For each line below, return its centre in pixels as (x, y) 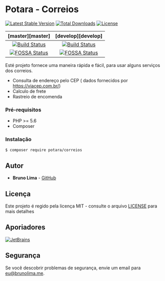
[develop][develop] (79, 36)
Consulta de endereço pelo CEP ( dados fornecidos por (70, 80)
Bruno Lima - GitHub (34, 178)
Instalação (18, 139)
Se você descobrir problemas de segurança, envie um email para (73, 268)
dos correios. (19, 71)
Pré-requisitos (23, 110)
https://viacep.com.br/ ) (37, 86)
